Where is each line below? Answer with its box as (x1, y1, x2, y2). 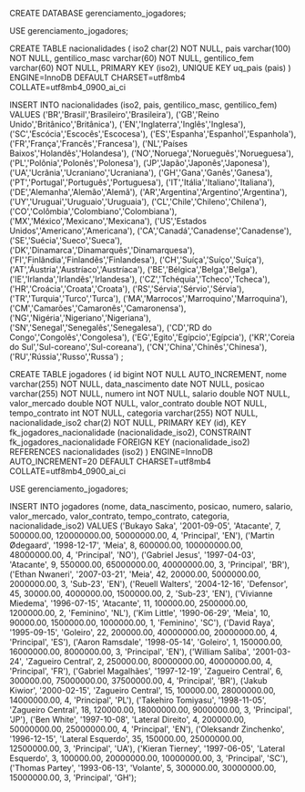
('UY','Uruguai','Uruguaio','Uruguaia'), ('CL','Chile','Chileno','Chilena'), (9, 196, 267, 207)
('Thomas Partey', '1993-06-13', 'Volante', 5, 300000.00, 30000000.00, (9, 763, 277, 773)
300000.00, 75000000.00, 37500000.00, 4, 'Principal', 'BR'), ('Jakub (9, 675, 268, 686)
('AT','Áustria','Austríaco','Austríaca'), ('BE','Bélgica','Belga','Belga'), (9, 264, 258, 274)
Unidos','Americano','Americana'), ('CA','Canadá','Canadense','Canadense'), (9, 225, 292, 236)
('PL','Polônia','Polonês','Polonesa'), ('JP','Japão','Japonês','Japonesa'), (9, 158, 270, 168)
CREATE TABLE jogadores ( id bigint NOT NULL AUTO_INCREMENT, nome (9, 369, 288, 379)
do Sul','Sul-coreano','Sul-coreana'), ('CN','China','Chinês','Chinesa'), (9, 342, 268, 352)
